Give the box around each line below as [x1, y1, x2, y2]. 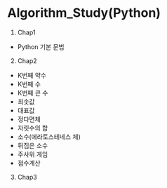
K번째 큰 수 [17, 88, 48, 97]
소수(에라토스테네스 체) [17, 132, 81, 141]
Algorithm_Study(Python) [7, 5, 161, 21]
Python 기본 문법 [17, 42, 65, 51]
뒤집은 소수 [17, 141, 48, 149]
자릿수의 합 [17, 123, 48, 132]
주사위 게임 [17, 149, 48, 159]
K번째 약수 [17, 71, 47, 79]
